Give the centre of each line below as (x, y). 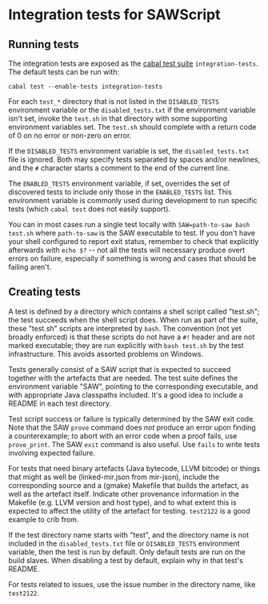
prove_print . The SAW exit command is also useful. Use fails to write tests (134, 444)
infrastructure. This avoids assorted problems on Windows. (106, 354)
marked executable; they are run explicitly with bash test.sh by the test (126, 345)
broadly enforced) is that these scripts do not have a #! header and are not (132, 337)
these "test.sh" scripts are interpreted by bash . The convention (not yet (125, 328)
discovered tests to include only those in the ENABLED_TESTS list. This (120, 192)
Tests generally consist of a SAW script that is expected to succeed (120, 369)
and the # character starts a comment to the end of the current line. (119, 168)
